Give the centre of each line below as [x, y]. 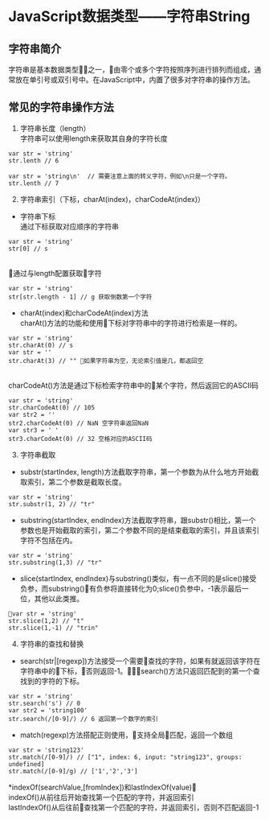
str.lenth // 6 [34, 161]
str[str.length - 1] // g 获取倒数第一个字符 [80, 297]
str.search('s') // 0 [45, 703]
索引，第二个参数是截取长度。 [76, 482]
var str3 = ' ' [34, 430]
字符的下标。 [63, 681]
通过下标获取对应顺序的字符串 [69, 226]
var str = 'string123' [46, 750]
